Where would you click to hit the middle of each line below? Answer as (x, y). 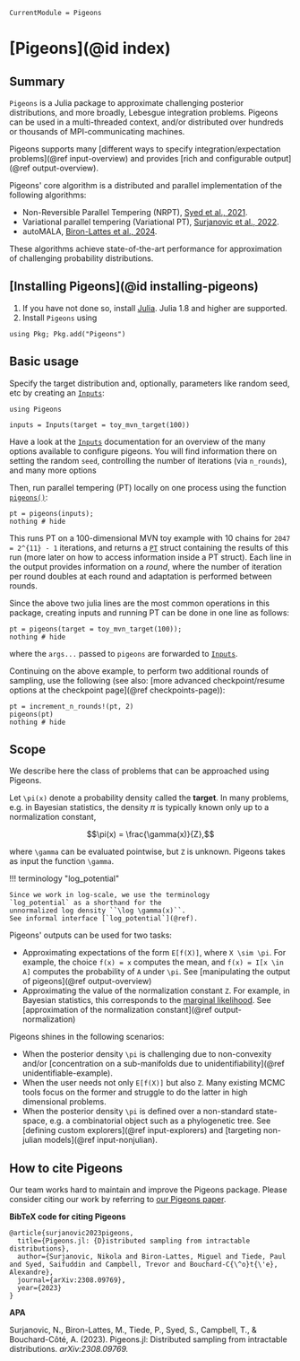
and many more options (53, 470)
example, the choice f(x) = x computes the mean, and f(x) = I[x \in (153, 962)
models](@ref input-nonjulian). (101, 1140)
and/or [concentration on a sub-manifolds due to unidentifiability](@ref (153, 1064)
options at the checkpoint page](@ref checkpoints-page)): (117, 690)
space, (34, 1121)
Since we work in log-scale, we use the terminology (110, 895)
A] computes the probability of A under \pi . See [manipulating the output (156, 972)
